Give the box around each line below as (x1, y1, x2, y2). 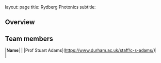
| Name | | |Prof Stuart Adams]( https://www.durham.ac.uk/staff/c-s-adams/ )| (5, 47, 157, 53)
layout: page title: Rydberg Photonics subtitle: (5, 4, 96, 10)
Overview (5, 18, 35, 26)
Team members (5, 34, 53, 43)
